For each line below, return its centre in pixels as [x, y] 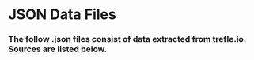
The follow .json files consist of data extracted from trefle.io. [127, 39]
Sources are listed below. [58, 49]
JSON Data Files [62, 15]
